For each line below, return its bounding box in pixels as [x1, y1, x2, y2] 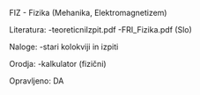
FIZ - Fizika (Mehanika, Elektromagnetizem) [9, 8, 167, 18]
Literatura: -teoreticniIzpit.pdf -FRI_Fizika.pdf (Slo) [9, 25, 192, 34]
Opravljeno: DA [9, 76, 64, 86]
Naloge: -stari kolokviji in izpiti [9, 41, 119, 52]
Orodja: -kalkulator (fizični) [9, 59, 107, 69]
